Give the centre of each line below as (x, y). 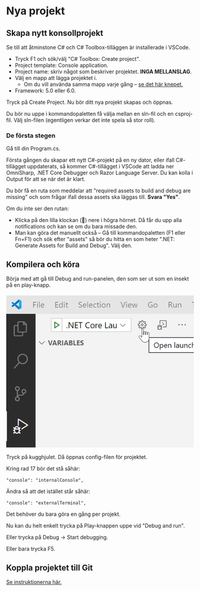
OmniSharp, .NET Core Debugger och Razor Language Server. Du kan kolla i (100, 173)
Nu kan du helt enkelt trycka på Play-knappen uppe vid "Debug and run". (96, 526)
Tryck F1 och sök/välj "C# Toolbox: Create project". (77, 59)
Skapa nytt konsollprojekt (55, 33)
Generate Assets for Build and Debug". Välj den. (74, 245)
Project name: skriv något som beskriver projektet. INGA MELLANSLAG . (103, 72)
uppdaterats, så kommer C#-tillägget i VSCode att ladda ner (101, 167)
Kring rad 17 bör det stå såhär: (43, 469)
